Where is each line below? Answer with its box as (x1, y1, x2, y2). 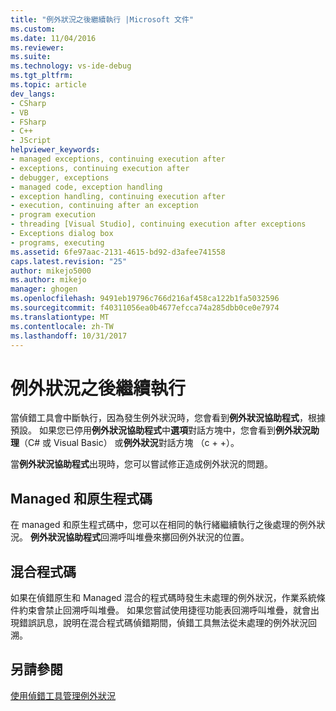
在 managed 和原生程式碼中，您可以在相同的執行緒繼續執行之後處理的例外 (10, 519, 317, 531)
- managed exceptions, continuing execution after (10, 154, 226, 164)
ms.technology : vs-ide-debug (10, 61, 132, 71)
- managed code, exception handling (10, 182, 163, 192)
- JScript (10, 136, 52, 146)
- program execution (10, 210, 97, 220)
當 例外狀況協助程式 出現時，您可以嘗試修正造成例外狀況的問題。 (10, 458, 273, 470)
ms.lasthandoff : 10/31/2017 (10, 331, 128, 341)
